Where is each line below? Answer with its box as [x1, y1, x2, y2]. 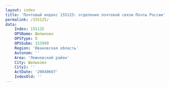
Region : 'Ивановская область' [14, 46, 79, 51]
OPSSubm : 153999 [14, 41, 50, 46]
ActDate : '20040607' [14, 70, 58, 75]
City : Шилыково [14, 60, 47, 65]
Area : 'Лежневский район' [14, 55, 70, 60]
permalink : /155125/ [5, 17, 50, 22]
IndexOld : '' [14, 74, 42, 79]
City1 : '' [14, 64, 36, 70]
